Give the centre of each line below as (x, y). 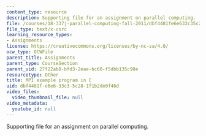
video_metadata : (27, 103)
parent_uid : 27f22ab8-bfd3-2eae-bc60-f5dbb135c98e (72, 69)
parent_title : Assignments (41, 58)
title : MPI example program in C (49, 80)
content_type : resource (37, 12)
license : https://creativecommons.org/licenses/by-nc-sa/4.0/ (87, 47)
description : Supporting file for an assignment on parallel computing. (101, 18)
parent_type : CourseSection (42, 63)
